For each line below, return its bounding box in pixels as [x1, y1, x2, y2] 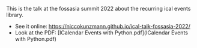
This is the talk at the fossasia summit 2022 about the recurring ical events [6, 5, 191, 12]
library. [6, 11, 24, 18]
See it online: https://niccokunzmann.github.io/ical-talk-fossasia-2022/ [14, 23, 191, 30]
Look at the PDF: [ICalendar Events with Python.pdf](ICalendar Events [14, 29, 188, 36]
